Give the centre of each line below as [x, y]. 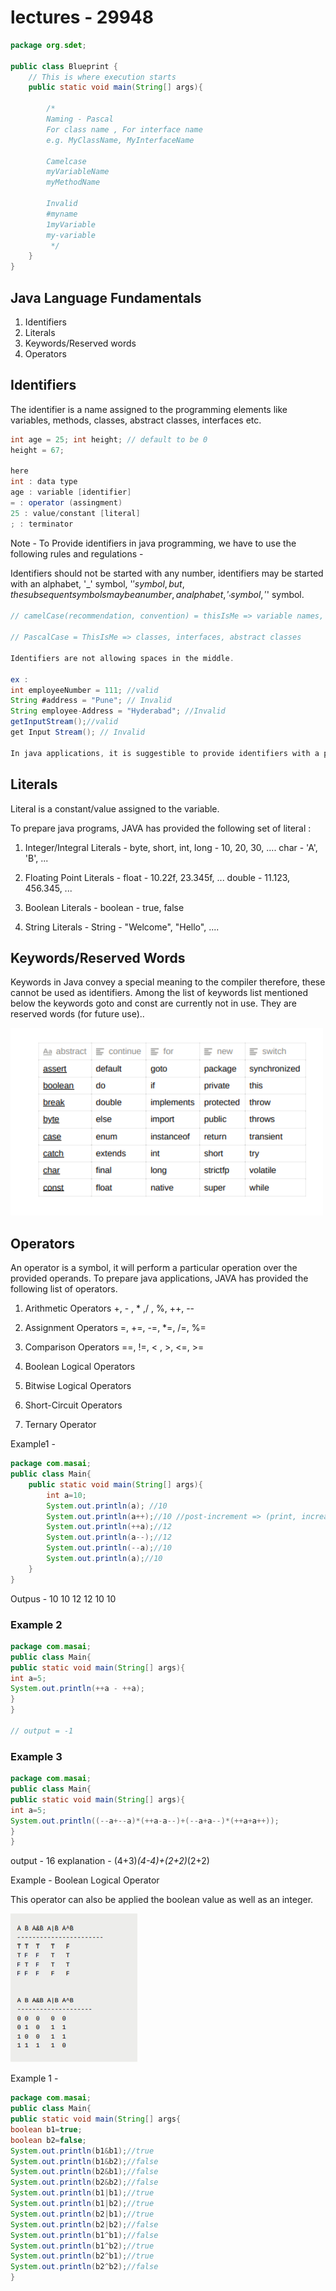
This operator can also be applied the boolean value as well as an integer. [162, 1900]
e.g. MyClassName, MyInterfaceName [120, 140]
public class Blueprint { [64, 66]
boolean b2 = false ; [48, 2140]
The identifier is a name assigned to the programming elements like [149, 409]
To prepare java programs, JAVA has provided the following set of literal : [161, 828]
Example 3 [36, 1756]
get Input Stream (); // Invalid [77, 732]
